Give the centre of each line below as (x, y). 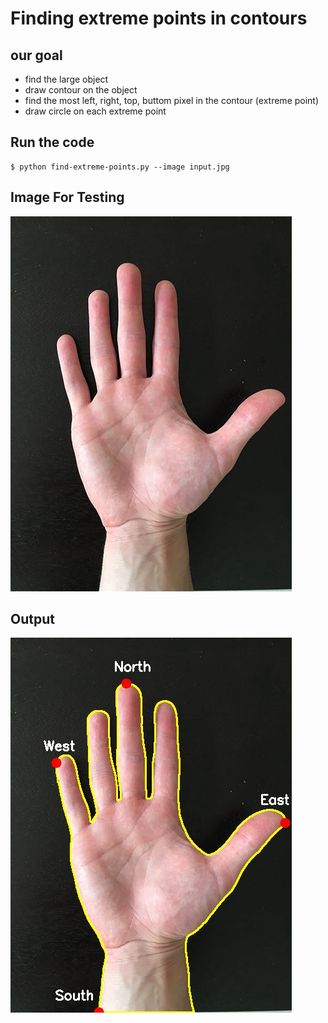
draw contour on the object (81, 90)
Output (32, 619)
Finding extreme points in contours (159, 18)
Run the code (52, 142)
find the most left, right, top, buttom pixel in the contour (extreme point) (172, 100)
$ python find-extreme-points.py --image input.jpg (120, 167)
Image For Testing (67, 197)
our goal (36, 55)
